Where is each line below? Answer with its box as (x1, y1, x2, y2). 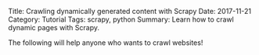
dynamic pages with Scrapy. (8, 23, 100, 32)
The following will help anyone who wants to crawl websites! (8, 38, 203, 47)
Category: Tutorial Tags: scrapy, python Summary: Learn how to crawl (8, 15, 235, 24)
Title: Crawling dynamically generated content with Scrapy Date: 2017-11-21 (8, 7, 252, 15)
